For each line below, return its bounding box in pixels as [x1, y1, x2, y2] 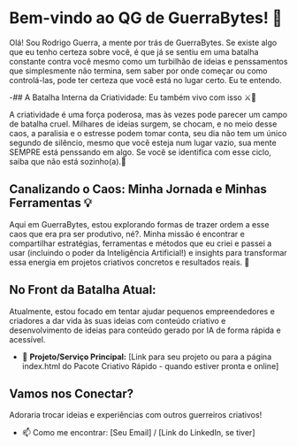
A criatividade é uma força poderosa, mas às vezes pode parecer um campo [9, 109, 288, 119]
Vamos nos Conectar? [9, 386, 134, 401]
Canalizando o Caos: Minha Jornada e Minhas [9, 181, 267, 197]
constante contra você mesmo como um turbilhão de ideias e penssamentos [9, 56, 288, 66]
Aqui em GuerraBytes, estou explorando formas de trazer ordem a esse [9, 219, 270, 229]
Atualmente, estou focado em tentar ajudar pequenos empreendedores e [9, 305, 276, 317]
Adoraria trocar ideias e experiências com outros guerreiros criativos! [9, 410, 263, 420]
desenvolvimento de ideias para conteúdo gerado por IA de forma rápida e [9, 325, 281, 335]
